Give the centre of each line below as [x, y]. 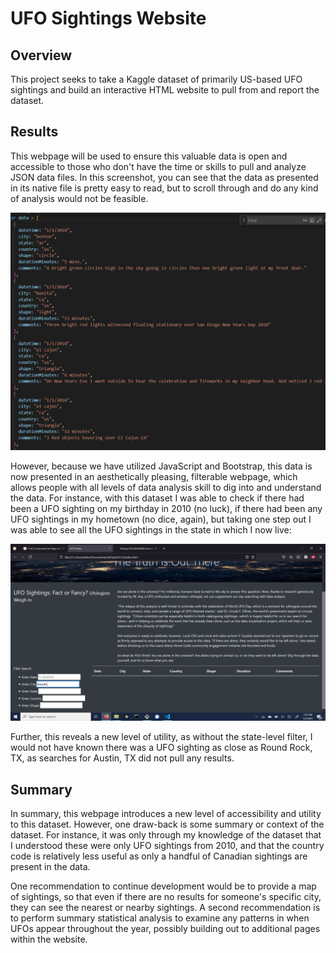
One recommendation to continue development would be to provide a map [163, 886]
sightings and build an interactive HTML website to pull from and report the [165, 90]
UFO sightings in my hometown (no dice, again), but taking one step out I [161, 519]
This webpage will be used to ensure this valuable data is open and [149, 156]
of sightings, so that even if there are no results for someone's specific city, [166, 897]
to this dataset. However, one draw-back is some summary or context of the [167, 824]
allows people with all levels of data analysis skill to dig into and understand [166, 487]
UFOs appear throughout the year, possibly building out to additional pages [165, 929]
